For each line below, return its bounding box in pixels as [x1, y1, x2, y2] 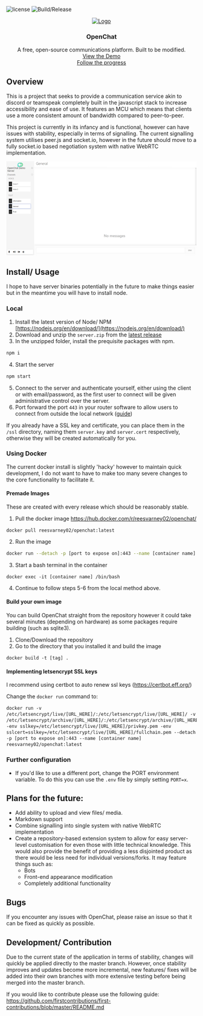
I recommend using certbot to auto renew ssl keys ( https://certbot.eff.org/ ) [6, 681, 192, 689]
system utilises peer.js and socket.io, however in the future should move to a [6, 137, 197, 144]
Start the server [14, 361, 54, 368]
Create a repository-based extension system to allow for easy [14, 835, 169, 842]
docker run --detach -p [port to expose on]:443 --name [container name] [6, 550, 196, 557]
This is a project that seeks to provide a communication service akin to [6, 92, 182, 100]
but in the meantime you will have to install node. [6, 289, 128, 297]
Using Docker [6, 449, 47, 458]
